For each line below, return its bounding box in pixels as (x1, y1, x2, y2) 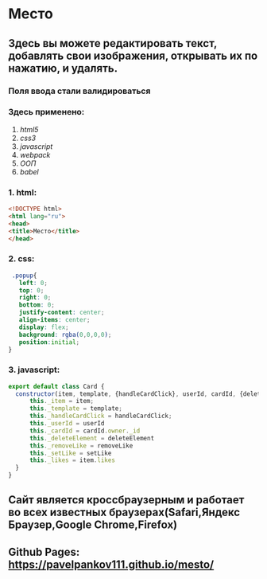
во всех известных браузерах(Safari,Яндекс (8, 506, 241, 519)
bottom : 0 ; (18, 301, 56, 309)
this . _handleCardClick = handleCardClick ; (29, 412, 172, 421)
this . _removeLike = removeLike (29, 441, 133, 450)
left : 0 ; (18, 279, 48, 287)
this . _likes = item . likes (29, 456, 115, 464)
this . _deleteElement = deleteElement (29, 434, 155, 442)
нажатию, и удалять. (8, 61, 118, 75)
